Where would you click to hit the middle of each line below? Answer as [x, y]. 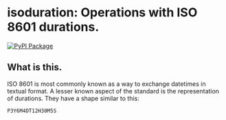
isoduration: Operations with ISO [102, 13]
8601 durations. [53, 27]
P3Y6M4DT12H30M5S [32, 110]
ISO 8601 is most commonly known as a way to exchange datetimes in [106, 84]
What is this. [35, 67]
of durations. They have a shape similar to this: [73, 98]
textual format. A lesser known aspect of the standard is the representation [113, 91]
